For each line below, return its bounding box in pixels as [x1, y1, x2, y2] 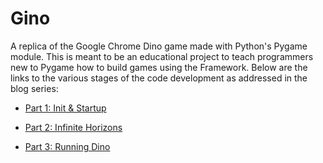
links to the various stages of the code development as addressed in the [10, 72, 308, 84]
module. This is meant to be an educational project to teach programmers [10, 50, 314, 62]
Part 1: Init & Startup [24, 102, 107, 114]
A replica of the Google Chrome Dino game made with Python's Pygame [10, 40, 308, 52]
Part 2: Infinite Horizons [24, 121, 123, 133]
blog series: [10, 82, 59, 94]
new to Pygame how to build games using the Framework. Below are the [10, 61, 308, 73]
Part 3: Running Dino [24, 140, 111, 152]
